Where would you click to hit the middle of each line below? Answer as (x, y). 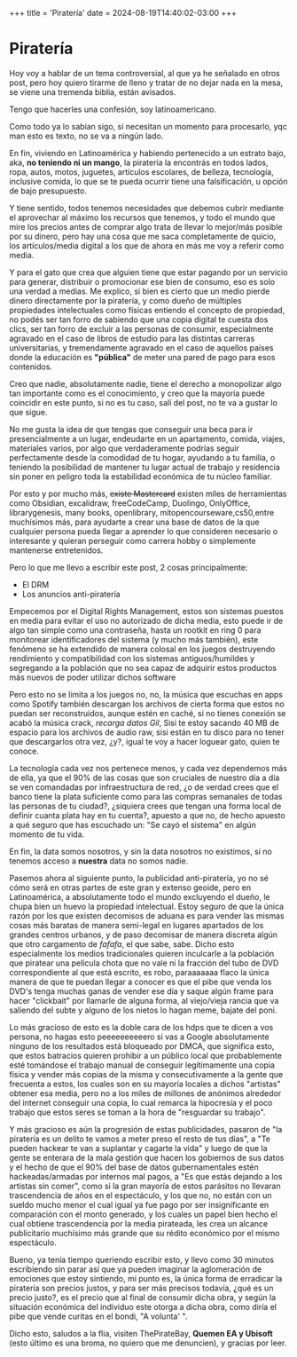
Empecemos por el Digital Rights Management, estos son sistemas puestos (146, 611)
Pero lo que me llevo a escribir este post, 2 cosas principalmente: (129, 567)
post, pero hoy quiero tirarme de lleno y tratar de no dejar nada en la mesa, (146, 83)
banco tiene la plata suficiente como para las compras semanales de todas (146, 796)
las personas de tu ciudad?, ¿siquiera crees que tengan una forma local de (145, 806)
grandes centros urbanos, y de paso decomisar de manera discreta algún (143, 935)
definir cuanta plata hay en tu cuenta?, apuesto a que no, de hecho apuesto (147, 815)
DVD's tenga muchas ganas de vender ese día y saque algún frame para (141, 991)
